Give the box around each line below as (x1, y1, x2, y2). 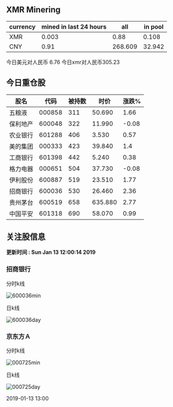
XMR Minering (6, 5, 61, 15)
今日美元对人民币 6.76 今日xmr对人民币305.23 (6, 58, 121, 65)
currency (9, 22, 36, 31)
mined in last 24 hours (41, 22, 107, 31)
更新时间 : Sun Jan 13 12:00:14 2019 (6, 248, 96, 256)
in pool (144, 22, 164, 31)
